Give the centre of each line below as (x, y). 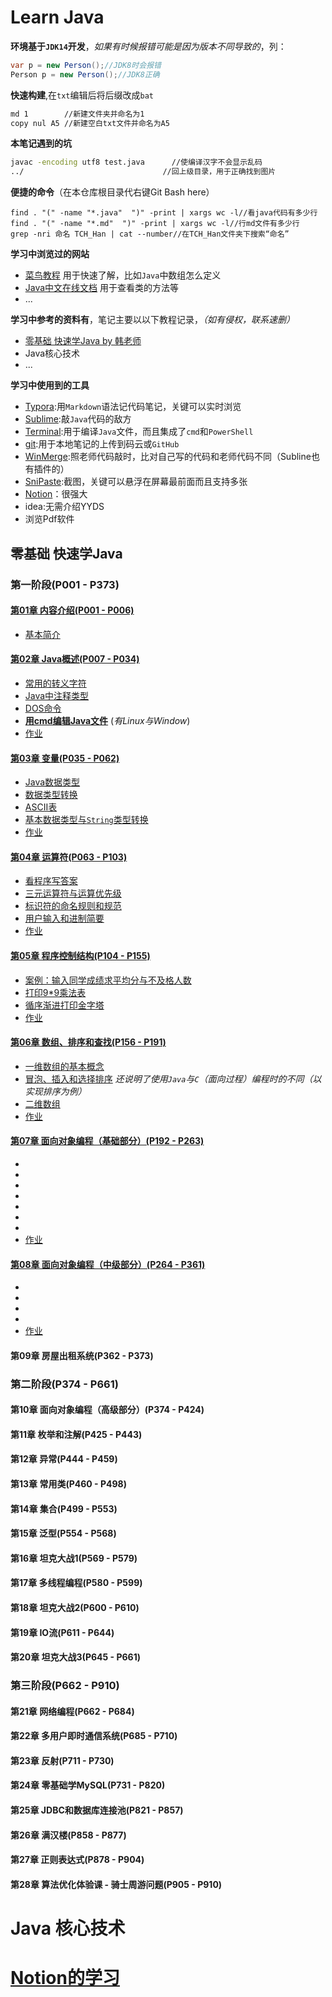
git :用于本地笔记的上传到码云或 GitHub (102, 444)
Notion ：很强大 (56, 494)
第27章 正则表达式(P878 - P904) (77, 1860)
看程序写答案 (51, 881)
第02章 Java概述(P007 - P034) (75, 659)
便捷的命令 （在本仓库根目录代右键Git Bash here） (112, 192)
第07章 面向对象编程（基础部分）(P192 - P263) (107, 1141)
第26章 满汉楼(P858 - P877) (68, 1835)
